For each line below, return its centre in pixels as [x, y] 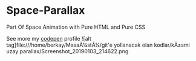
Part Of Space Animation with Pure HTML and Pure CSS [76, 27]
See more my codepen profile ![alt [49, 38]
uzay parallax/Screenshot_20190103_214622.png [67, 51]
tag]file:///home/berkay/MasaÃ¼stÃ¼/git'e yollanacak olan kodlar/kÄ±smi [98, 45]
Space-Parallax [46, 10]
